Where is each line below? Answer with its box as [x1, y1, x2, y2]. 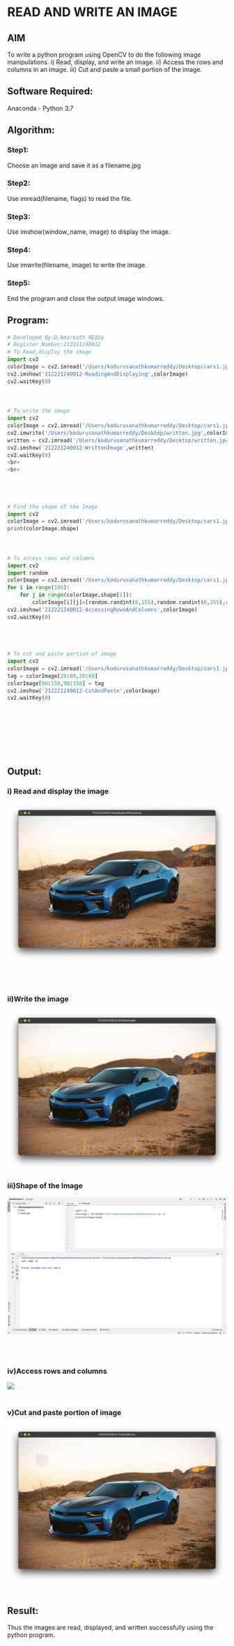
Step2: [7, 179, 31, 188]
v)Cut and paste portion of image [7, 1408, 122, 1418]
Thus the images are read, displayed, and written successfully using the [7, 1624, 214, 1632]
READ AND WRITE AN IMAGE [7, 4, 178, 20]
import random [7, 570, 49, 577]
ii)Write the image [7, 994, 69, 1004]
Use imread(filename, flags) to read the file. [7, 194, 132, 202]
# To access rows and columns [7, 554, 95, 562]
